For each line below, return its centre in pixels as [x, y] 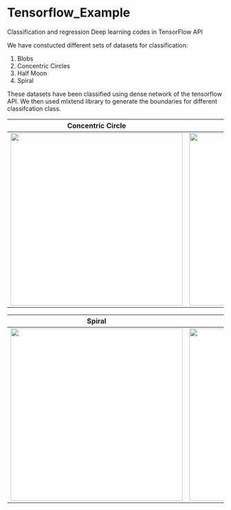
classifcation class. [34, 108]
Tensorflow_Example [69, 13]
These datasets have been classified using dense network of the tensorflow [114, 94]
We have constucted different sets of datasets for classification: [98, 45]
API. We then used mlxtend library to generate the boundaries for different [112, 101]
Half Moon [32, 73]
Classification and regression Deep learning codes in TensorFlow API [105, 32]
